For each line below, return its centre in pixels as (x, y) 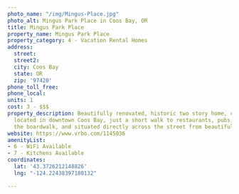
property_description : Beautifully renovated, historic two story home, (117, 113)
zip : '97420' (33, 80)
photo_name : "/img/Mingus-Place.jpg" (63, 14)
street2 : (27, 61)
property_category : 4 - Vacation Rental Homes (78, 41)
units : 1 (20, 101)
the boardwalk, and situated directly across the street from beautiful (124, 127)
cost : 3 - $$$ (28, 107)
